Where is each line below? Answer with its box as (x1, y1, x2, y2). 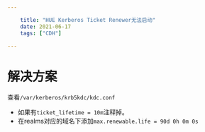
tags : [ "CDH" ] (20, 30, 62, 37)
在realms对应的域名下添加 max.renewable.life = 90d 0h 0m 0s (17, 117, 199, 126)
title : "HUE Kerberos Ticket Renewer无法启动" (20, 16, 156, 23)
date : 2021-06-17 (20, 23, 72, 30)
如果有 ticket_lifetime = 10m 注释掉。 (17, 108, 129, 116)
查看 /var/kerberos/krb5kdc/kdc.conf (7, 93, 116, 102)
